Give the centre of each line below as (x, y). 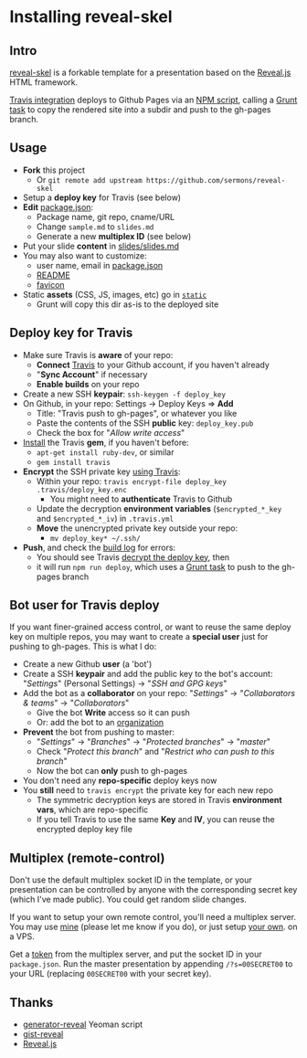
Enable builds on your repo (88, 384)
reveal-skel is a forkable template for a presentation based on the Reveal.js (150, 72)
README (53, 275)
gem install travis (74, 462)
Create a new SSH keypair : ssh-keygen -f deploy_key (124, 394)
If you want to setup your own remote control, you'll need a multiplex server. (153, 917)
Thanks (32, 1002)
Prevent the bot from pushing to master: (99, 732)
